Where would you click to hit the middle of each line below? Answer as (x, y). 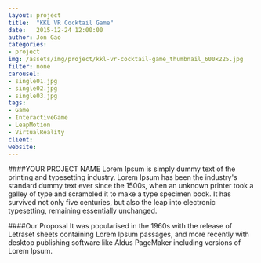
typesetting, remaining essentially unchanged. (83, 211)
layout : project (34, 15)
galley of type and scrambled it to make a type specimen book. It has (120, 194)
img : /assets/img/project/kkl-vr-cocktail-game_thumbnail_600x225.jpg (126, 60)
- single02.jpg (33, 88)
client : (21, 139)
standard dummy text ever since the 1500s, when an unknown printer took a (131, 186)
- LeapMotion (29, 125)
